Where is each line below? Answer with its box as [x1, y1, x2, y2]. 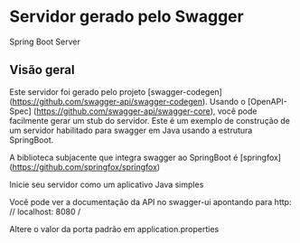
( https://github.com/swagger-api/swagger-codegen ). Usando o [9, 96, 246, 107]
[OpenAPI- [247, 96, 287, 107]
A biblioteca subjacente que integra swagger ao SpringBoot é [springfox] [9, 152, 282, 163]
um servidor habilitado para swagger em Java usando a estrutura [9, 125, 253, 136]
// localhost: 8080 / [9, 206, 81, 217]
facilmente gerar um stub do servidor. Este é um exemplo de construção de [9, 115, 291, 126]
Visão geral [9, 62, 75, 78]
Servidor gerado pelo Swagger [9, 6, 244, 27]
